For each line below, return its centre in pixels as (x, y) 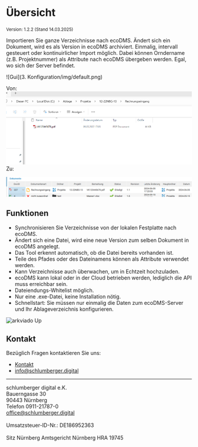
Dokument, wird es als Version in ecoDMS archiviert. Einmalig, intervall (92, 47)
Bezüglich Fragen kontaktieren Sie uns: (54, 353)
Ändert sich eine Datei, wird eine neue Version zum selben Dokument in (102, 240)
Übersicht (31, 13)
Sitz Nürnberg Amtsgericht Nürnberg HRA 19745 (65, 438)
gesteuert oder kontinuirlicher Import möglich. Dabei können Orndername (95, 52)
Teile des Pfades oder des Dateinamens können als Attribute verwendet (102, 259)
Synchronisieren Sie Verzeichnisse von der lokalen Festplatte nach (95, 228)
